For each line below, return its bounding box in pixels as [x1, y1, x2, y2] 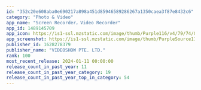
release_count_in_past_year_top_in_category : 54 [6, 75, 130, 81]
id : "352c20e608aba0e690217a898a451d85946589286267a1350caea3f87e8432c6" [6, 8, 194, 15]
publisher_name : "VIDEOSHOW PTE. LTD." [6, 47, 106, 53]
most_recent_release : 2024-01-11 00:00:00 [6, 58, 114, 64]
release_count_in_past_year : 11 [6, 63, 87, 70]
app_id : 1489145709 [6, 25, 55, 31]
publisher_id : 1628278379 [6, 42, 71, 48]
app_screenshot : [6, 36, 47, 42]
